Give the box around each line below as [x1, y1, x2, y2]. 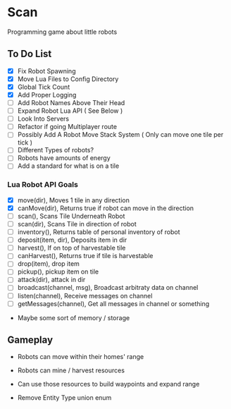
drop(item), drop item [17, 260, 80, 268]
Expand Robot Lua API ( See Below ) [17, 106, 123, 115]
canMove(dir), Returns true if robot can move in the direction [17, 204, 194, 212]
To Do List [7, 48, 52, 60]
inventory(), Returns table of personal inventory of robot [17, 228, 181, 236]
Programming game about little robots [7, 28, 118, 36]
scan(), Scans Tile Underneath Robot [17, 212, 125, 220]
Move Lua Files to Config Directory [17, 75, 119, 83]
